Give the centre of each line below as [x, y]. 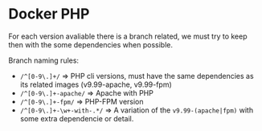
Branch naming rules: [43, 60]
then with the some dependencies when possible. [91, 44]
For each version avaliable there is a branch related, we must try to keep [128, 36]
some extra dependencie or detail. [77, 118]
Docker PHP [49, 14]
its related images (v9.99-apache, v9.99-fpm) [96, 84]
